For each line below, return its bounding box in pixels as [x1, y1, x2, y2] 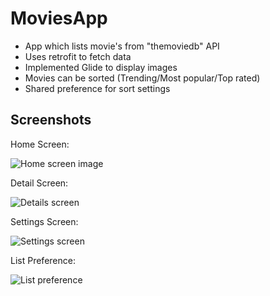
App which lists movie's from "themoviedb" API [24, 40, 220, 52]
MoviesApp [10, 7, 108, 30]
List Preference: [10, 254, 76, 266]
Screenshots [10, 112, 92, 129]
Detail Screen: [10, 177, 69, 189]
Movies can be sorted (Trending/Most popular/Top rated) [24, 72, 261, 84]
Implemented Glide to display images [24, 61, 178, 73]
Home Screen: [10, 138, 70, 150]
